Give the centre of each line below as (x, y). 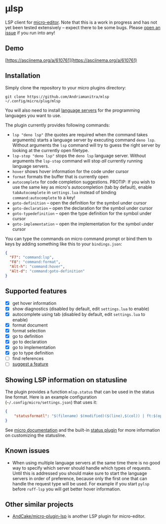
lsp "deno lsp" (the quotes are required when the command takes (80, 134)
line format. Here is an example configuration (51, 397)
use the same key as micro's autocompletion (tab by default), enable (82, 187)
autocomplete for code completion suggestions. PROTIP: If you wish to (84, 182)
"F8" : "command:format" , (35, 262)
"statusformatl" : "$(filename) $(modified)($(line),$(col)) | (79, 416)
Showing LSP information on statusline (66, 380)
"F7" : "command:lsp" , (32, 257)
